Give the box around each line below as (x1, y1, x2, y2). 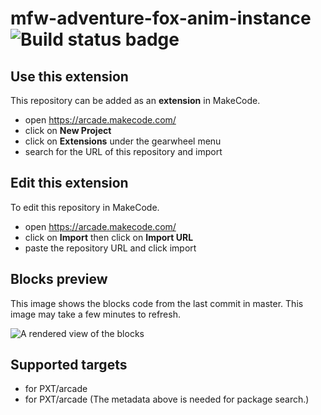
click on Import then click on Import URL (24, 231, 194, 243)
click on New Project (24, 125, 112, 136)
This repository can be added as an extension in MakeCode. (10, 95, 261, 106)
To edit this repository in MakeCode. (10, 201, 160, 213)
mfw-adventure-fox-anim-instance (10, 7, 312, 30)
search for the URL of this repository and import (24, 146, 223, 157)
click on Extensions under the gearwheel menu (24, 135, 222, 147)
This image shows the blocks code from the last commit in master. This (10, 297, 304, 309)
